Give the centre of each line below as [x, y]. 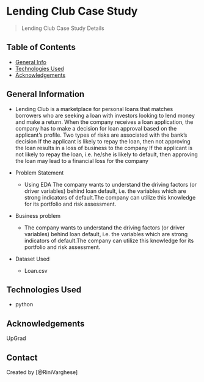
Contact [22, 357]
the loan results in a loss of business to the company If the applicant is [104, 148]
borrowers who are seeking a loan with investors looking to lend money [105, 115]
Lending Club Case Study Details [63, 28]
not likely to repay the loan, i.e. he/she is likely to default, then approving [107, 154]
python [24, 305]
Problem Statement [39, 173]
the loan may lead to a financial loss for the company [82, 160]
